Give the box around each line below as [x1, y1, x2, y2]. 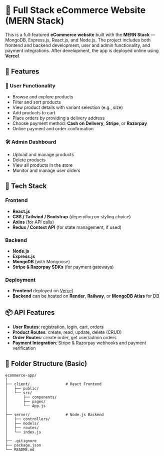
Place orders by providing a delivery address [12, 115, 105, 121]
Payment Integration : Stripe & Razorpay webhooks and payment [12, 340, 146, 346]
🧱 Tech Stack [5, 182, 47, 190]
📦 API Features [5, 308, 55, 317]
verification [12, 345, 36, 351]
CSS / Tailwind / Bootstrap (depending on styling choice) [12, 213, 131, 219]
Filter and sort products [12, 99, 61, 105]
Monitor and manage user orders [12, 167, 80, 173]
